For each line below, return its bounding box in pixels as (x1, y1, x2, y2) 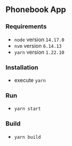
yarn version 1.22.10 (14, 48, 64, 56)
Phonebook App (5, 5, 66, 15)
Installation (5, 63, 39, 72)
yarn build (14, 134, 41, 140)
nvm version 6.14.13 (14, 42, 62, 49)
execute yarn (14, 76, 46, 83)
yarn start (14, 106, 41, 112)
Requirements (5, 22, 47, 31)
